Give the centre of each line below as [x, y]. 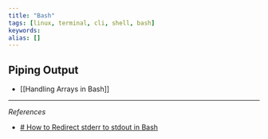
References [27, 112]
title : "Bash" [32, 15]
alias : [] [25, 38]
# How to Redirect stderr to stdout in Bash [89, 127]
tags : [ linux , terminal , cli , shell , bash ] [82, 23]
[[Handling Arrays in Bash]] [65, 89]
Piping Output [43, 69]
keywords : [25, 30]
